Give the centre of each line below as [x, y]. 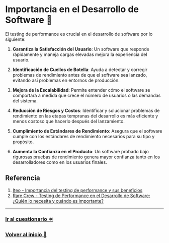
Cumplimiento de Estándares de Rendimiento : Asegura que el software [87, 131]
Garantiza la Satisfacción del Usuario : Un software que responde [81, 49]
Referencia [23, 178]
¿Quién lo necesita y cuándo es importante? [58, 201]
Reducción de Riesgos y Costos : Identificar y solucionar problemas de [86, 110]
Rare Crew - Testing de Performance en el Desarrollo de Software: [81, 196]
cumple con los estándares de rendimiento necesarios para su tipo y [83, 136]
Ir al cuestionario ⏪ [29, 219]
